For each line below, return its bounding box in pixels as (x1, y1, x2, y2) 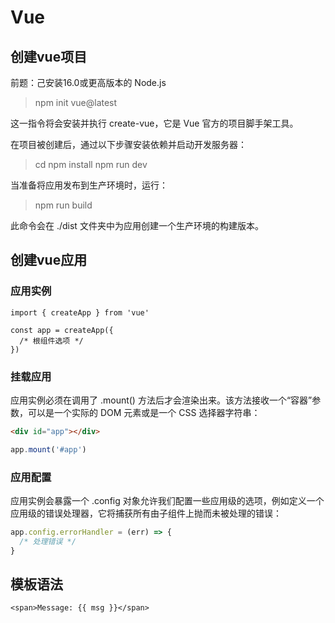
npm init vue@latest (34, 97, 118, 108)
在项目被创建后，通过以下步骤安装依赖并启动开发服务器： (10, 139, 247, 150)
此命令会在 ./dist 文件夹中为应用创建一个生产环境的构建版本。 (10, 220, 264, 231)
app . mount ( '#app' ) (10, 444, 87, 455)
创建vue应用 (10, 252, 88, 269)
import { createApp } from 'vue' (10, 307, 150, 318)
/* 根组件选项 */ (19, 336, 84, 346)
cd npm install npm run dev (34, 159, 148, 170)
